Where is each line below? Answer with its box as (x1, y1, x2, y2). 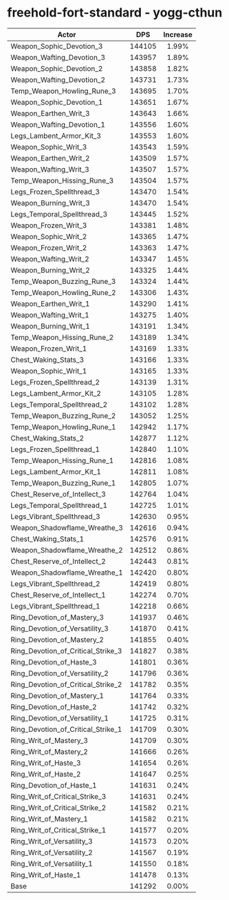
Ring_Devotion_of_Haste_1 (10, 780, 98, 790)
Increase (163, 30, 193, 39)
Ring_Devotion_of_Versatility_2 (10, 668, 109, 678)
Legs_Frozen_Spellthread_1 (10, 444, 100, 454)
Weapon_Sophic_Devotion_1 (10, 97, 103, 107)
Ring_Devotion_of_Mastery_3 (10, 612, 105, 622)
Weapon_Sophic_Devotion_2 (10, 63, 103, 73)
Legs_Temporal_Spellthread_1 (10, 500, 108, 510)
